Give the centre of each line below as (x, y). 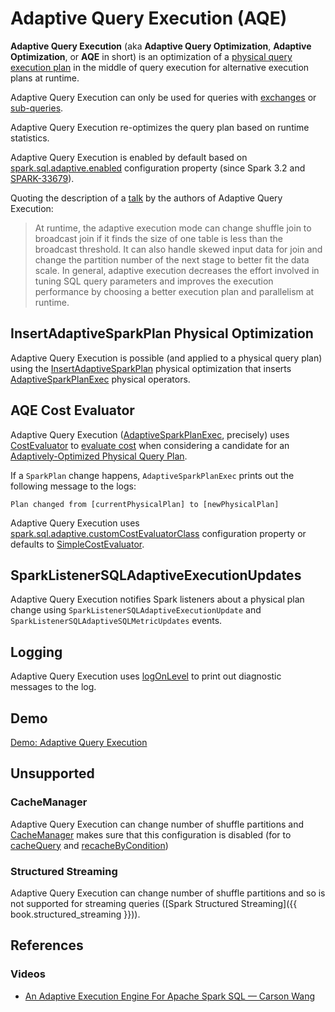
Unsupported (52, 773)
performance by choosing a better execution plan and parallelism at (174, 291)
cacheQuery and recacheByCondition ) (89, 845)
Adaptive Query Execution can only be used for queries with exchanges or (163, 97)
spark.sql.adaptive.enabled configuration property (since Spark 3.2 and (158, 168)
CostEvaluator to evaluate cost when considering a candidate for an (150, 445)
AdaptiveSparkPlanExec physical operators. (100, 379)
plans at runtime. (45, 78)
